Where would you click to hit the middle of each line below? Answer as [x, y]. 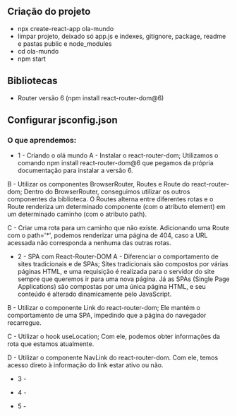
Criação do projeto [49, 12]
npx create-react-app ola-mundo [66, 28]
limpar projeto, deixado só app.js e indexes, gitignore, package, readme [122, 36]
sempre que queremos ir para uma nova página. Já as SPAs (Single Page [123, 279]
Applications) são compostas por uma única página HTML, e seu [111, 287]
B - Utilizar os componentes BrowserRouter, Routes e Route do [99, 184]
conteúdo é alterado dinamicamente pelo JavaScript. [95, 294]
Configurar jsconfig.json [62, 120]
